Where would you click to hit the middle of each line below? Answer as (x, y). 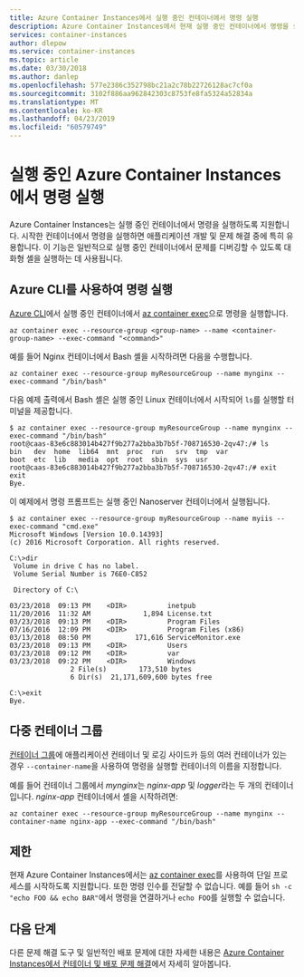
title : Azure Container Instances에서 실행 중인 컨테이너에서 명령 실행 (134, 18)
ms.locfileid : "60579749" (58, 128)
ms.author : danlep (44, 77)
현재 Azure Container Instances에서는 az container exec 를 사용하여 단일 (140, 875)
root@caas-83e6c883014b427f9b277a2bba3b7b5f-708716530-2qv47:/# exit (143, 468)
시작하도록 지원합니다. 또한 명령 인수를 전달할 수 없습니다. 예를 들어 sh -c (162, 886)
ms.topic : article (44, 60)
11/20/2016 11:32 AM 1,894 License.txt (111, 614)
